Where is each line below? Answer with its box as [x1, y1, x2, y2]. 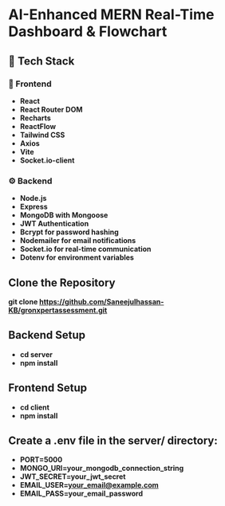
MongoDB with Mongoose [19, 210, 109, 220]
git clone [8, 296, 38, 306]
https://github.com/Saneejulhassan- [39, 296, 164, 306]
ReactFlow [19, 121, 57, 131]
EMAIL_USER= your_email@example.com [19, 481, 160, 490]
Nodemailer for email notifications [19, 236, 136, 245]
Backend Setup [8, 328, 86, 342]
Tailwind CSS [19, 130, 65, 139]
